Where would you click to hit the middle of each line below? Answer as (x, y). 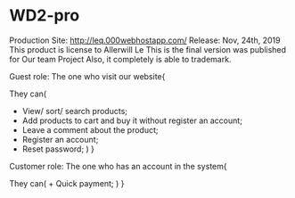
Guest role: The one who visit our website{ (87, 76)
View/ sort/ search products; (74, 111)
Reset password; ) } (58, 149)
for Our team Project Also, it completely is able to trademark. (120, 59)
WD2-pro (45, 16)
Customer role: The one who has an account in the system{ (118, 166)
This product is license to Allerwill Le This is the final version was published (148, 49)
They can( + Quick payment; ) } (67, 183)
